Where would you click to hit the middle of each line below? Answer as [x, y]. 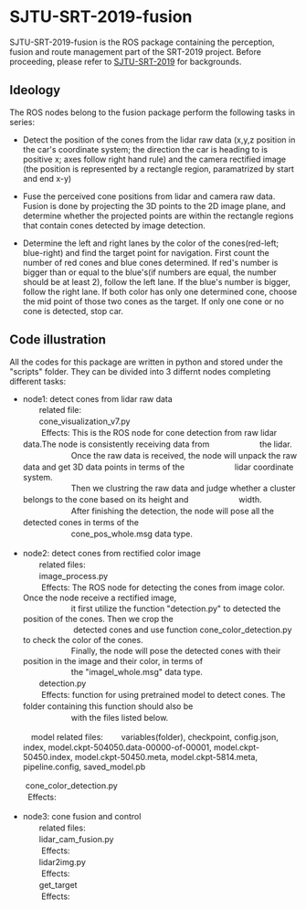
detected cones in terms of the [81, 522]
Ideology [35, 90]
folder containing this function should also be [108, 706]
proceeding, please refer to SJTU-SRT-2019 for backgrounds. [126, 61]
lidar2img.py [63, 861]
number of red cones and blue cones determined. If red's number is [150, 262]
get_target [58, 884]
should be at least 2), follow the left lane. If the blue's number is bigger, [156, 281]
